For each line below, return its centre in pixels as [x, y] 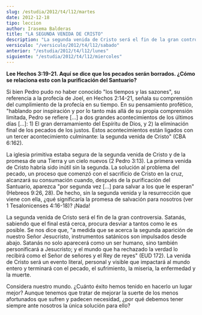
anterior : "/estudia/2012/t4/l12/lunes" [58, 51]
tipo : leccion [24, 23]
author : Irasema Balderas [38, 29]
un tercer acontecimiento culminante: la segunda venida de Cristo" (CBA [96, 136]
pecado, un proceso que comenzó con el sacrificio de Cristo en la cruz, [95, 173]
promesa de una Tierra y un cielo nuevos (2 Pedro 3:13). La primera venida [99, 161]
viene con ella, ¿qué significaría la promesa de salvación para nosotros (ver [100, 199]
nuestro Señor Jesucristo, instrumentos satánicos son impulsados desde [96, 236]
